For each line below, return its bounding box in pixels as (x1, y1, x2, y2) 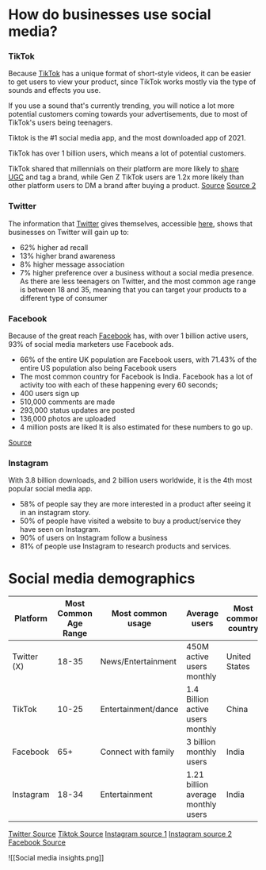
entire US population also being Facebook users (19, 364, 177, 373)
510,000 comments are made (19, 397, 116, 406)
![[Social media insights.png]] (8, 853, 104, 863)
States (226, 661, 251, 672)
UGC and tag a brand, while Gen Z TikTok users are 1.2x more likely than (8, 172, 245, 182)
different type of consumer (19, 293, 108, 302)
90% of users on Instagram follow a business (19, 533, 168, 543)
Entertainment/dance (100, 704, 179, 715)
